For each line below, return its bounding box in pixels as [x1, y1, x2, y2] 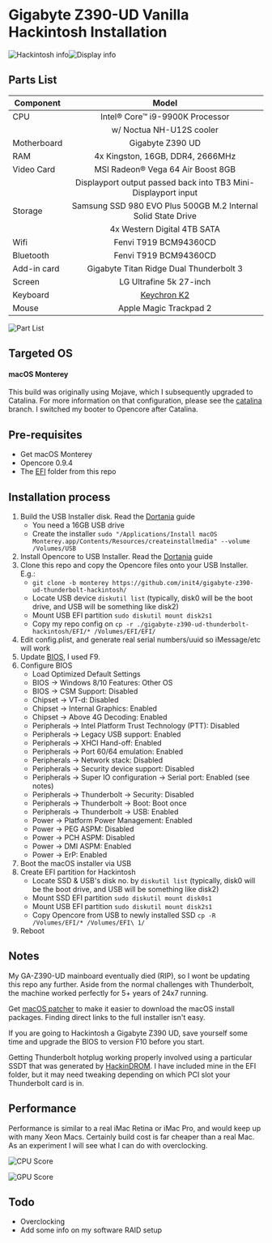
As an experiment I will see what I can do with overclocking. [8, 1140, 208, 1150]
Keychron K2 [140, 289, 190, 301]
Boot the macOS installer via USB [19, 858, 132, 868]
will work [19, 643, 51, 653]
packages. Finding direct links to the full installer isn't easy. [8, 1012, 206, 1022]
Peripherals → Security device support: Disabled [32, 763, 194, 773]
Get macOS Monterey [19, 450, 93, 459]
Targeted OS [8, 347, 73, 361]
